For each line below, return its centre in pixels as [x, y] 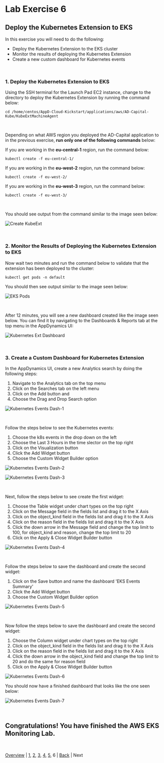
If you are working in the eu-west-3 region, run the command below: [75, 186]
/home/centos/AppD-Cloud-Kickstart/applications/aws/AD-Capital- [80, 112]
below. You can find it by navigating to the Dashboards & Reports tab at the [82, 320]
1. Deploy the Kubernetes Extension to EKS [57, 82]
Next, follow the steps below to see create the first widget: [65, 496]
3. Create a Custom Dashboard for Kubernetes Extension [75, 358]
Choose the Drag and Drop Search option [54, 399]
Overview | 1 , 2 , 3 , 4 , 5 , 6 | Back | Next [44, 755]
